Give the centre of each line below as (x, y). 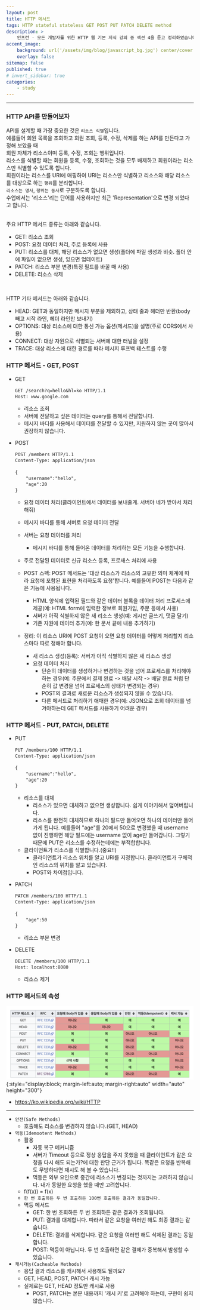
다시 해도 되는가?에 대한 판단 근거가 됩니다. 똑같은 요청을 (109, 1163)
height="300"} (24, 1090)
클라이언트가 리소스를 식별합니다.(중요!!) (70, 850)
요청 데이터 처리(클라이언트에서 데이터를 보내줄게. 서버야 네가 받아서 (102, 502)
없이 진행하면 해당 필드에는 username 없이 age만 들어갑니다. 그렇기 (111, 835)
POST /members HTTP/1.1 (44, 454)
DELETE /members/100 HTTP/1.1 (52, 961)
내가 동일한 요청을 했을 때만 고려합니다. (86, 1185)
